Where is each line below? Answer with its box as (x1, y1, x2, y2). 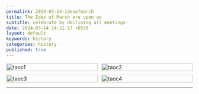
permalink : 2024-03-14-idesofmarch (6, 8, 94, 15)
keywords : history (6, 36, 52, 42)
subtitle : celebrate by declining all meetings (6, 19, 126, 25)
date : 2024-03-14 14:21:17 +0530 (6, 25, 89, 31)
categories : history (6, 42, 57, 48)
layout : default (6, 31, 46, 36)
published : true (6, 47, 46, 53)
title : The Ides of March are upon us (6, 14, 102, 20)
